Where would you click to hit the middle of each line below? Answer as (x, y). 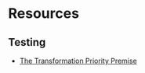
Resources (44, 14)
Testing (27, 42)
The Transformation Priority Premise (78, 61)
